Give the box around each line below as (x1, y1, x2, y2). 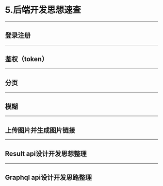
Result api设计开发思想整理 (5, 149, 87, 158)
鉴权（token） (5, 55, 49, 63)
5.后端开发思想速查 (5, 4, 81, 16)
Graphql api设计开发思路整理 (5, 173, 92, 182)
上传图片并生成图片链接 (5, 126, 75, 134)
